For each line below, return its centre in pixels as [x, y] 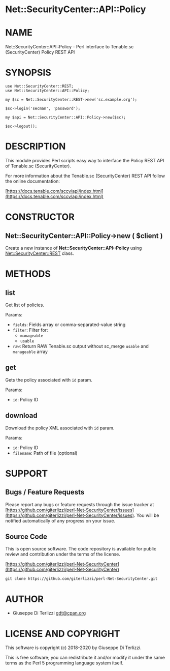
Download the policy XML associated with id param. [60, 428]
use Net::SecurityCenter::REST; [39, 86]
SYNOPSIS [28, 73]
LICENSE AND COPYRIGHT [63, 634]
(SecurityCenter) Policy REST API [40, 52]
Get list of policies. [25, 305]
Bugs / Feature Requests [45, 492]
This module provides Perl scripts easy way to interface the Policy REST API [85, 161]
